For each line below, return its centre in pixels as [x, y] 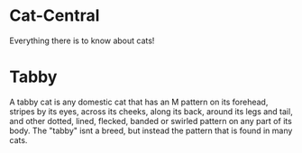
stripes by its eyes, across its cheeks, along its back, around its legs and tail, [151, 111]
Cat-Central [55, 16]
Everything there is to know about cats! [82, 40]
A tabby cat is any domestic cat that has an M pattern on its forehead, [139, 102]
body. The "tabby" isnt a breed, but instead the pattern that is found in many [151, 130]
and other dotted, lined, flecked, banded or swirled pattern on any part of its [151, 121]
